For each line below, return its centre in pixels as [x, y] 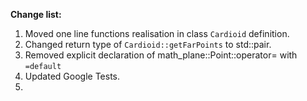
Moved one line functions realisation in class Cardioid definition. [157, 33]
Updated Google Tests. [72, 76]
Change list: [36, 14]
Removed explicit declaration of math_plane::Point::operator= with [161, 55]
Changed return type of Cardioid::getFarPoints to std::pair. [148, 44]
